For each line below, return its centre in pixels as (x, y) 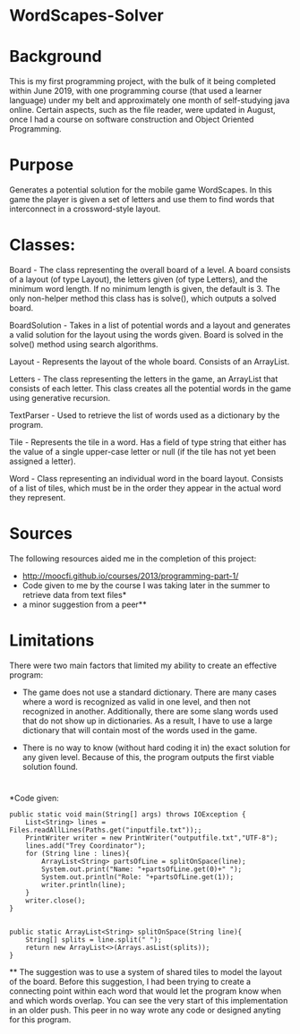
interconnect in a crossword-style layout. (85, 209)
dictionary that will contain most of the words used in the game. (140, 730)
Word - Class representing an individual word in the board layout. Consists (146, 479)
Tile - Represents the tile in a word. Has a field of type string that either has (148, 442)
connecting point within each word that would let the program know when (146, 991)
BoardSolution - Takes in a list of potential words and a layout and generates (150, 325)
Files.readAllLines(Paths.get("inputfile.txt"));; (106, 830)
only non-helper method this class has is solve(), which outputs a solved (143, 298)
